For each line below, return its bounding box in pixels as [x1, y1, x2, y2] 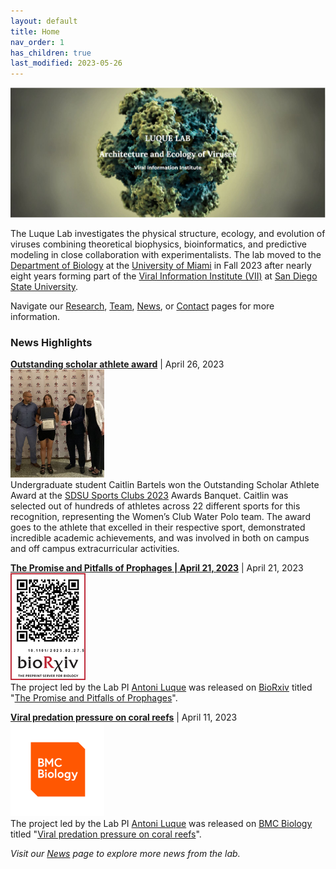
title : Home [10, 26, 60, 37]
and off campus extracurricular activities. [10, 542, 180, 554]
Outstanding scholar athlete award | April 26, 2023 [10, 358, 225, 370]
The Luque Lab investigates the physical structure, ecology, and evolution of [10, 228, 326, 240]
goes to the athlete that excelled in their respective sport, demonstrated [10, 521, 306, 533]
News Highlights [10, 335, 93, 349]
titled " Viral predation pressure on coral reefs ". [10, 828, 202, 840]
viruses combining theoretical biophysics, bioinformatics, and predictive [10, 238, 307, 250]
